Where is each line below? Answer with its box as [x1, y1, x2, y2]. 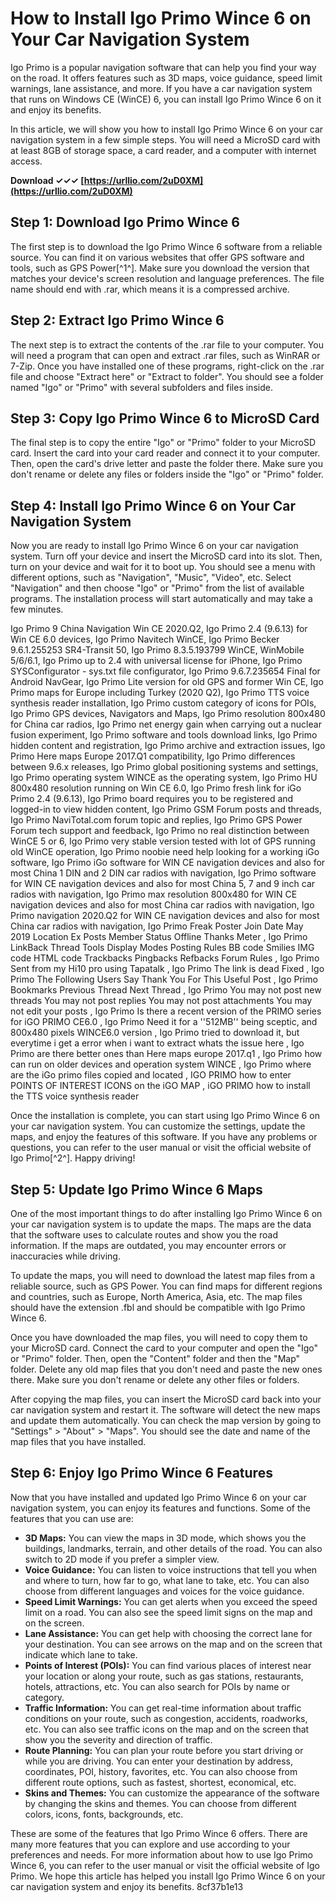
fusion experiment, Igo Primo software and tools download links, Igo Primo [10, 729, 318, 741]
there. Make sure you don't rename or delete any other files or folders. [10, 1374, 300, 1386]
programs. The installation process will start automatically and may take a [10, 593, 313, 605]
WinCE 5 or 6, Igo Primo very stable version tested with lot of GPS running [10, 835, 316, 847]
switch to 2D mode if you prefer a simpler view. [24, 1553, 220, 1565]
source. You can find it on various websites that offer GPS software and [10, 251, 305, 263]
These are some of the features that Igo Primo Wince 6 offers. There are [10, 1827, 308, 1839]
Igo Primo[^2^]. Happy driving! [10, 1152, 136, 1164]
